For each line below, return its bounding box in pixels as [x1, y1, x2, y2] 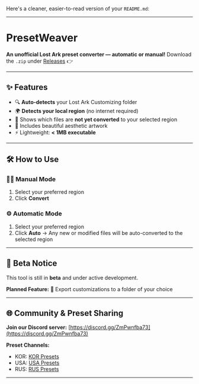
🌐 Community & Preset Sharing [6, 308, 123, 318]
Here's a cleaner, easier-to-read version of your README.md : [6, 5, 150, 12]
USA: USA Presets [14, 359, 60, 366]
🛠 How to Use [6, 154, 59, 164]
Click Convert [14, 195, 49, 202]
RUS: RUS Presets [14, 366, 59, 373]
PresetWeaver [6, 31, 78, 45]
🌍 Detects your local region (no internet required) [14, 107, 139, 114]
